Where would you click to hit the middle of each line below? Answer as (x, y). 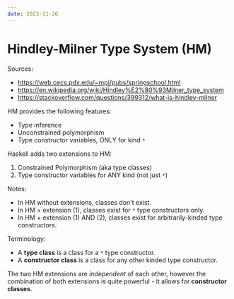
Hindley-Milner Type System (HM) (110, 49)
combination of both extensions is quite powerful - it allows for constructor (117, 281)
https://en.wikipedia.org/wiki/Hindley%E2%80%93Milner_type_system (121, 90)
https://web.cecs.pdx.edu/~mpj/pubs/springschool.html (99, 82)
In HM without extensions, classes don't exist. (84, 202)
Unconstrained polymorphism (61, 132)
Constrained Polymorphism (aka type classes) (85, 167)
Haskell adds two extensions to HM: (59, 154)
